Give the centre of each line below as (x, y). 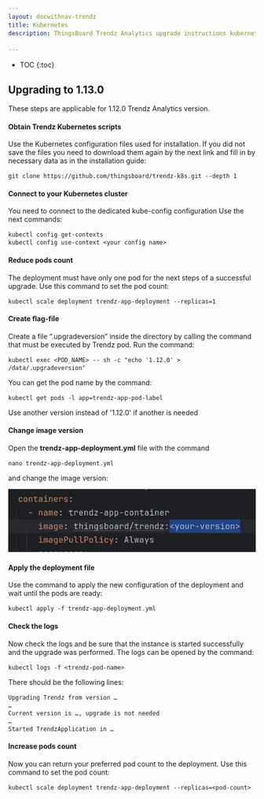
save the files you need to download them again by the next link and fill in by (132, 153)
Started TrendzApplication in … (61, 729)
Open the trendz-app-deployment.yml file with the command (109, 448)
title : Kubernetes (38, 25)
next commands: (35, 220)
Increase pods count (42, 746)
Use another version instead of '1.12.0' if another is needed (103, 412)
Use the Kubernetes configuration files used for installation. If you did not (127, 144)
